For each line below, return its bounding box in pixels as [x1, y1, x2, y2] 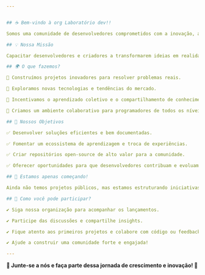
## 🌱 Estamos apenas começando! [6, 174, 88, 180]
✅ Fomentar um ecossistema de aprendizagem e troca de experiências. [6, 141, 188, 147]
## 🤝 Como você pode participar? [6, 196, 92, 202]
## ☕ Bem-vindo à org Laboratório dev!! [6, 20, 112, 26]
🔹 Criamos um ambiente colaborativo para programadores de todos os [6, 107, 184, 113]
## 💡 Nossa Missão [6, 41, 54, 48]
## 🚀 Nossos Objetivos [6, 118, 64, 125]
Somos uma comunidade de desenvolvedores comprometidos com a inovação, [6, 30, 195, 37]
